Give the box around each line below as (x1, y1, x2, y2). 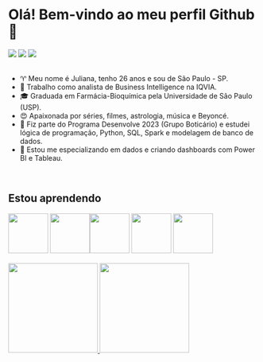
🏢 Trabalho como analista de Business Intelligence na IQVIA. (19, 82, 217, 91)
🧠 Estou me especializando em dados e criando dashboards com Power (19, 145, 256, 154)
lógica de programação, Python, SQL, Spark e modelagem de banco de (19, 127, 254, 137)
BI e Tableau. (19, 153, 64, 162)
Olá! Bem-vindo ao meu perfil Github (8, 6, 255, 24)
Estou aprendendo (8, 192, 102, 205)
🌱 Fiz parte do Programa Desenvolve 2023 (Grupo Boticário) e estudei (19, 119, 250, 129)
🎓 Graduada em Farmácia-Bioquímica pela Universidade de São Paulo (19, 91, 253, 100)
